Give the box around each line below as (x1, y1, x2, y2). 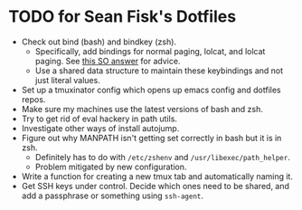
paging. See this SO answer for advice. (34, 55, 181, 66)
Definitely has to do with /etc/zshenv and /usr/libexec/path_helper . (34, 151, 290, 162)
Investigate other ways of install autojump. (21, 122, 180, 133)
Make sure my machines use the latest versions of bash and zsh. (21, 103, 264, 114)
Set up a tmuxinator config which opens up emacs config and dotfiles (21, 84, 281, 95)
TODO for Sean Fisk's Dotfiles (8, 6, 237, 27)
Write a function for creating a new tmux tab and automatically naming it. (21, 170, 293, 182)
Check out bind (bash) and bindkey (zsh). (21, 36, 177, 47)
